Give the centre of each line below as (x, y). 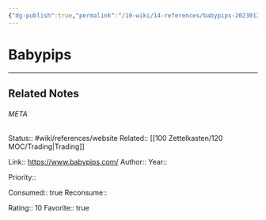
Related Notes (44, 93)
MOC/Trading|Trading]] (46, 146)
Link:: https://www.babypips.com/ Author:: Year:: (88, 162)
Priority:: (22, 177)
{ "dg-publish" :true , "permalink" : (63, 15)
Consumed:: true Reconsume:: (58, 193)
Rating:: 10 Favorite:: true (49, 208)
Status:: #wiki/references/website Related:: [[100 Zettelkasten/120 (116, 138)
